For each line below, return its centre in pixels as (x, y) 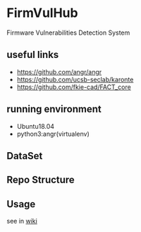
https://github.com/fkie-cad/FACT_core (74, 87)
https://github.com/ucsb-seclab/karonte (75, 79)
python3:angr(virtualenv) (53, 134)
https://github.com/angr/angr (59, 71)
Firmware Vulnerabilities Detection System (68, 33)
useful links (33, 55)
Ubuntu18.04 (35, 126)
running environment (54, 109)
